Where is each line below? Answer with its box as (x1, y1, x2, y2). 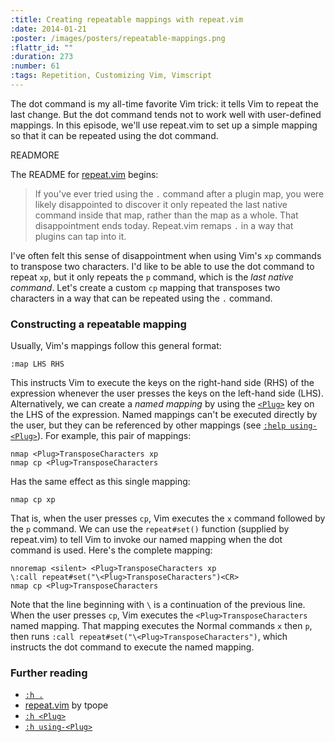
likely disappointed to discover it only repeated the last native (34, 198, 288, 210)
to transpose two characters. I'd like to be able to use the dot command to (10, 260, 315, 272)
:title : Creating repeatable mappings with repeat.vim (10, 14, 244, 25)
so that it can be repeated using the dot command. (10, 129, 219, 141)
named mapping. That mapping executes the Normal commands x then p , (10, 620, 313, 632)
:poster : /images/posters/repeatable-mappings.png (10, 33, 226, 43)
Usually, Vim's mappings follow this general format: (10, 340, 222, 352)
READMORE (10, 149, 60, 161)
